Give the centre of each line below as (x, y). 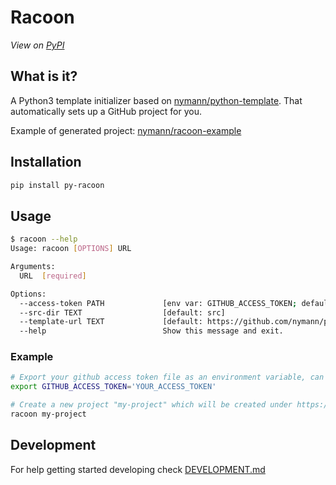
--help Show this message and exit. (151, 331)
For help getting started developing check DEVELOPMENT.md (138, 469)
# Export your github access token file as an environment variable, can (167, 377)
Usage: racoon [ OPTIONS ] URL (71, 249)
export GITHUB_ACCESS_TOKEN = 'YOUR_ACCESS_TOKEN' (113, 387)
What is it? (44, 76)
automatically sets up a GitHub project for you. (106, 111)
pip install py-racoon (57, 185)
